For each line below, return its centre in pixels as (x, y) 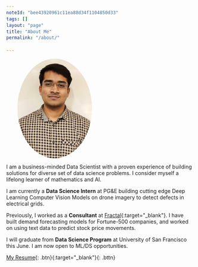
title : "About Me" (29, 32)
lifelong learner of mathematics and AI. (54, 179)
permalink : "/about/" (33, 38)
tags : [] (17, 19)
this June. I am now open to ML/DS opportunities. (67, 245)
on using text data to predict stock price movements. (71, 228)
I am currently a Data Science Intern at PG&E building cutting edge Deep (96, 191)
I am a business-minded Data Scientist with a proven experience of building (99, 167)
